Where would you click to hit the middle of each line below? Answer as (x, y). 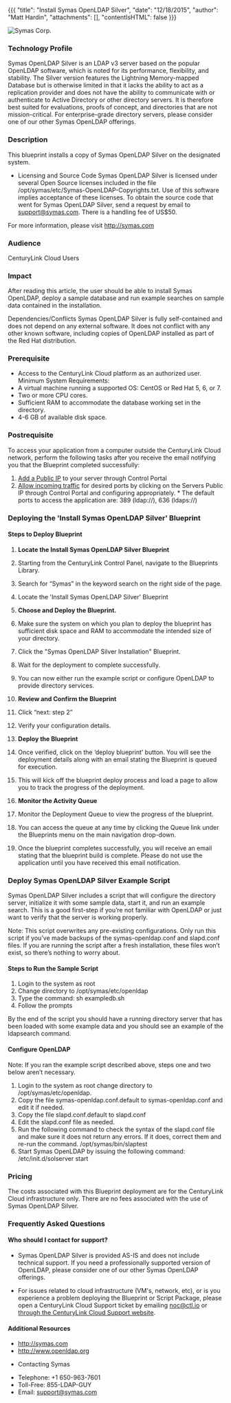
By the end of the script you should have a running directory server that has (115, 1019)
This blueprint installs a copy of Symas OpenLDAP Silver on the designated (114, 155)
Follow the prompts (45, 1006)
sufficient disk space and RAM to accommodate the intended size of (114, 631)
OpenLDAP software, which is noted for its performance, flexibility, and (108, 71)
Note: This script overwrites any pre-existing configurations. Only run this (112, 931)
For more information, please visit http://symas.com (81, 225)
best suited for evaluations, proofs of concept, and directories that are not (112, 107)
